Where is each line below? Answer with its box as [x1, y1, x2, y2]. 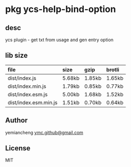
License [5, 144, 31, 152]
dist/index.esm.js [8, 91, 48, 98]
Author [5, 116, 28, 125]
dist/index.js [8, 74, 37, 81]
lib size [5, 51, 28, 60]
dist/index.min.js [8, 83, 47, 90]
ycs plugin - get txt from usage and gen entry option [5, 37, 114, 43]
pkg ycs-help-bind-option [5, 4, 116, 15]
